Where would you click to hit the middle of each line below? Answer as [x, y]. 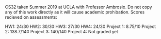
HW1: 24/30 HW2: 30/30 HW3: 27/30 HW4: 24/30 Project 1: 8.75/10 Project [80, 26]
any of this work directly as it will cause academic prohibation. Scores [75, 12]
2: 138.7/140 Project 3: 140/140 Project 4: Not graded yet [62, 32]
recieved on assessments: [31, 17]
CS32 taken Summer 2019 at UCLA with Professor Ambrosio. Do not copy [79, 7]
